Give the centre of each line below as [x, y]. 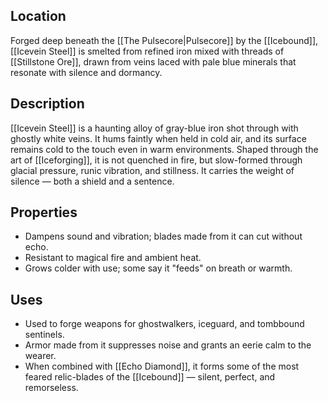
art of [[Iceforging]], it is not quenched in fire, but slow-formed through [156, 160]
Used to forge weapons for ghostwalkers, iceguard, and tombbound [164, 324]
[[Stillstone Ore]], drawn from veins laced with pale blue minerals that [153, 61]
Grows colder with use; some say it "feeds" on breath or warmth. [158, 268]
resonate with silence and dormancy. [86, 72]
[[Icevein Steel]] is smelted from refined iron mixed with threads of [147, 51]
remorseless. [51, 388]
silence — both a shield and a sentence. [92, 181]
